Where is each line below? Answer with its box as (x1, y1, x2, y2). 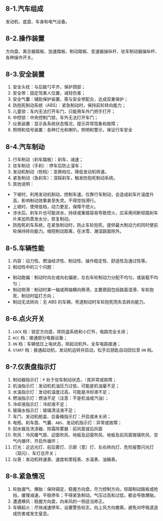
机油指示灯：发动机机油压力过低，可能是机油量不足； (12, 383, 120, 389)
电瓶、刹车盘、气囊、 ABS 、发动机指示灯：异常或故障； (12, 420, 122, 425)
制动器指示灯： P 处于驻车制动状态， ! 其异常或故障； (12, 376, 117, 382)
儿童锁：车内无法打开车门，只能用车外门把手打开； (12, 108, 116, 114)
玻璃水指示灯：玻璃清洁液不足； (12, 407, 77, 413)
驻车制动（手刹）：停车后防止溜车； (12, 163, 83, 169)
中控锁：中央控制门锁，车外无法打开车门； (12, 115, 99, 121)
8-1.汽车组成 (5, 4, 43, 13)
